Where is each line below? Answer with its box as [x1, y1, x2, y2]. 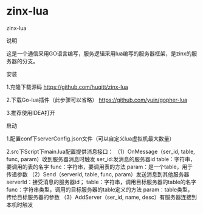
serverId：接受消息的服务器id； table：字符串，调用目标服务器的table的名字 [6, 178, 196, 185]
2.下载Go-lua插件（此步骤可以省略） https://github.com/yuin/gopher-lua [6, 96, 187, 103]
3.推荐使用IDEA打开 [6, 109, 56, 116]
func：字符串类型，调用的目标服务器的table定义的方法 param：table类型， [6, 185, 193, 193]
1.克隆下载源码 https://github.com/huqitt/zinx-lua [6, 83, 129, 91]
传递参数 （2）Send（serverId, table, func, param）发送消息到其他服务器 [6, 170, 190, 178]
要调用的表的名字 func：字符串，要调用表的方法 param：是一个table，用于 [6, 163, 193, 170]
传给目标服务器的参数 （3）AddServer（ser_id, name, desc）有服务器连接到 [6, 193, 198, 201]
